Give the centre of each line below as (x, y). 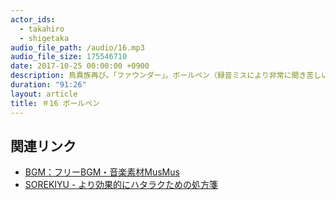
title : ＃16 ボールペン (55, 103)
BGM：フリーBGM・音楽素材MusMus (102, 172)
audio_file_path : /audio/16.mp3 (77, 47)
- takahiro (42, 29)
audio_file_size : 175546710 (69, 57)
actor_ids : (33, 19)
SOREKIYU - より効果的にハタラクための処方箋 (121, 185)
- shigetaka (44, 38)
